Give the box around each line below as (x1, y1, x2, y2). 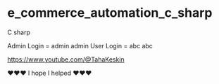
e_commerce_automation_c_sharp (7, 5, 213, 21)
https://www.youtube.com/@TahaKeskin (7, 55, 125, 64)
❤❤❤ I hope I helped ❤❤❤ (7, 69, 92, 77)
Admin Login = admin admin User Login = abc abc (7, 41, 154, 50)
